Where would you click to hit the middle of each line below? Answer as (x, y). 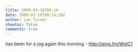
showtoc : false (22, 24)
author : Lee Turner (26, 20)
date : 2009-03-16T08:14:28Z (35, 15)
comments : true (22, 29)
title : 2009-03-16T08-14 (32, 10)
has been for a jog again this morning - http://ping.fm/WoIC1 (69, 44)
